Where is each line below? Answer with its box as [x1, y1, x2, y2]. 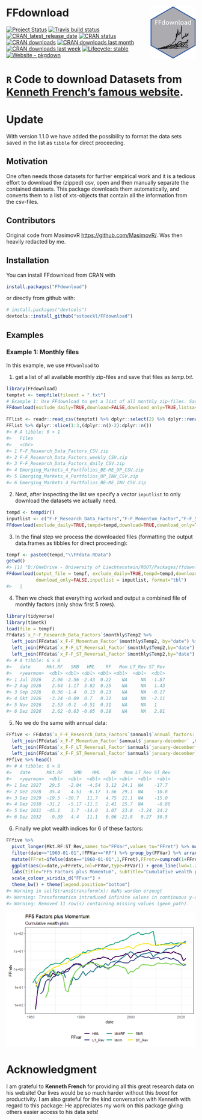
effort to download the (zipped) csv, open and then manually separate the [6, 179, 189, 186]
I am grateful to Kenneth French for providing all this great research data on [6, 1083, 194, 1090]
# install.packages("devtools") [6, 307, 87, 313]
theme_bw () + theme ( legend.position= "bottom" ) [11, 882, 130, 888]
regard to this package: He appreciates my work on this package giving [6, 1101, 183, 1109]
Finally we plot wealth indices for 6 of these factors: [14, 825, 144, 832]
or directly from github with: [6, 295, 75, 302]
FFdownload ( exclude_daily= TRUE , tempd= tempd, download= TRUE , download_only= [6, 522, 195, 528]
